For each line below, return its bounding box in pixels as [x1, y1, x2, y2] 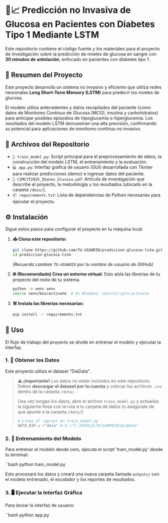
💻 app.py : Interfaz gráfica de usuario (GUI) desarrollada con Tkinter [12, 164, 153, 170]
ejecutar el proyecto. [12, 198, 55, 204]
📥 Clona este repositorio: [12, 236, 67, 242]
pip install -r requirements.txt [12, 311, 82, 317]
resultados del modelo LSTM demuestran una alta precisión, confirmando [5, 120, 157, 126]
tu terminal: [5, 451, 29, 457]
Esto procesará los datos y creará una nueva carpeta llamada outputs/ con [5, 471, 159, 477]
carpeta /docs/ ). [12, 186, 46, 192]
